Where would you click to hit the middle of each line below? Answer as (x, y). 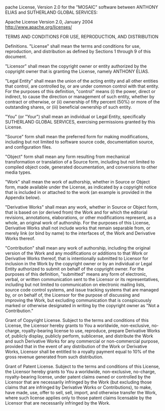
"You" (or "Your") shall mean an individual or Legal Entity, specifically (75, 117)
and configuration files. (29, 147)
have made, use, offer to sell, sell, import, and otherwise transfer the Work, (81, 393)
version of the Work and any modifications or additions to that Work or (77, 253)
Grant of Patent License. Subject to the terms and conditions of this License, (82, 366)
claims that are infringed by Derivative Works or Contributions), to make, (79, 387)
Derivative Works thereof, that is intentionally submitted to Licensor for (77, 258)
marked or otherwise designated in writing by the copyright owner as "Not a (82, 305)
